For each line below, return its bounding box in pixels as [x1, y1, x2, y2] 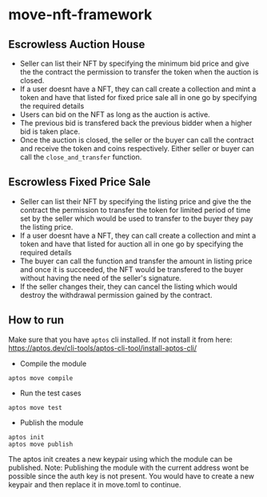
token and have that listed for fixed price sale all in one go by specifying [19, 93, 257, 102]
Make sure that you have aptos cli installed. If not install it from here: [8, 335, 233, 344]
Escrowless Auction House [8, 38, 145, 51]
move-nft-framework [8, 6, 153, 24]
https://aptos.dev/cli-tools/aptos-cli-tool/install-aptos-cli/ [8, 343, 197, 353]
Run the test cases [19, 388, 82, 398]
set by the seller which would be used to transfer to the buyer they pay [19, 214, 253, 223]
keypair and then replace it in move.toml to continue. [8, 479, 181, 489]
